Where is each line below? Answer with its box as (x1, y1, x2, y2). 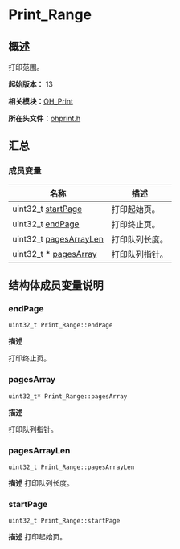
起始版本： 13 (8, 79, 54, 89)
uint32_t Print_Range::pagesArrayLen (8, 463, 135, 471)
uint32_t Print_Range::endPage (8, 321, 113, 330)
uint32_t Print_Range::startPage (8, 517, 121, 525)
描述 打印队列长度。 (8, 478, 74, 487)
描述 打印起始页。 (8, 532, 67, 542)
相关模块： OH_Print (8, 96, 74, 106)
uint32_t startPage (12, 203, 83, 214)
